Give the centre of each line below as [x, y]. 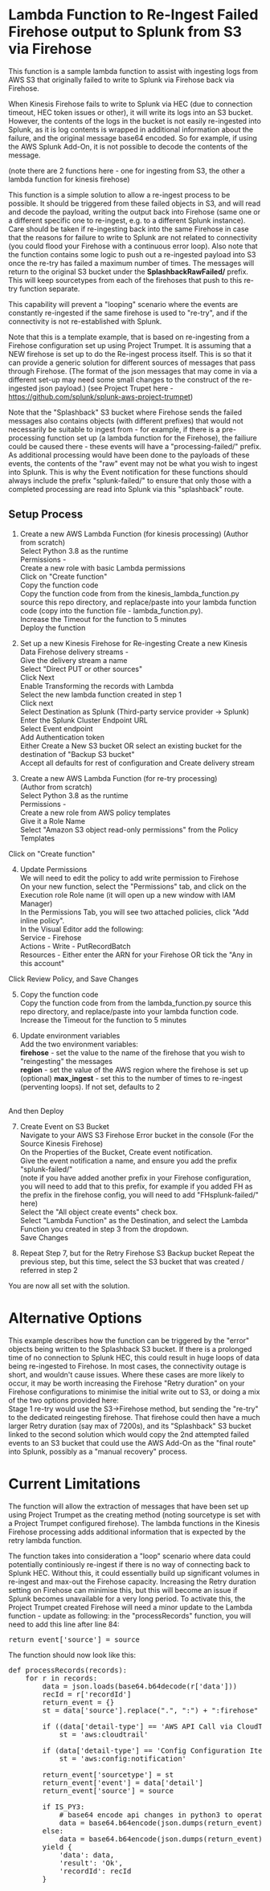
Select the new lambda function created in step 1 [101, 694]
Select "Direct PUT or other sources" [81, 669]
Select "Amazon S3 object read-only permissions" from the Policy [129, 829]
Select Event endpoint [57, 728]
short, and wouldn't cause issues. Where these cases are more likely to [127, 1374]
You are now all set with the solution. [69, 1285]
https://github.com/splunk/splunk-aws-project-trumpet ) [101, 396]
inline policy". [42, 920]
